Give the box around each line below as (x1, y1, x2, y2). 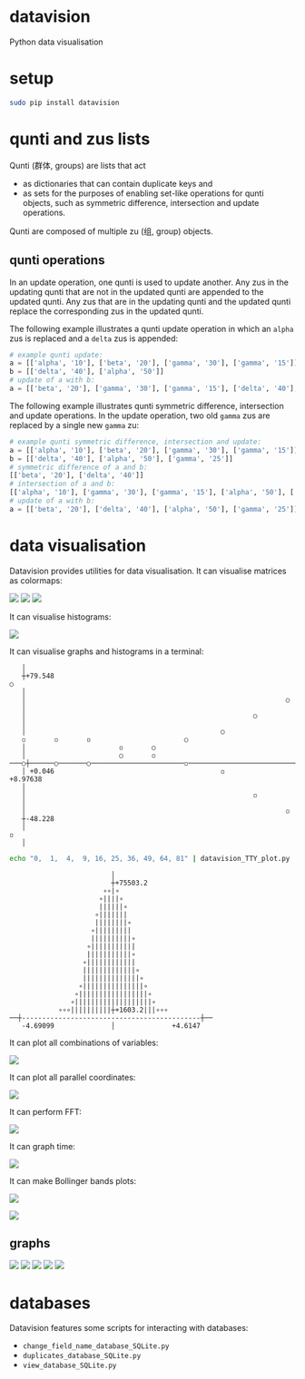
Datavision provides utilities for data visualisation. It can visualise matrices (9, 565, 287, 576)
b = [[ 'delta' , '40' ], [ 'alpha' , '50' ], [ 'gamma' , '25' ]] (9, 454, 233, 464)
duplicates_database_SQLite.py (22, 1352, 142, 1361)
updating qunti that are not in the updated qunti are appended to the (9, 286, 264, 297)
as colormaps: (9, 574, 63, 586)
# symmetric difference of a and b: (9, 463, 148, 472)
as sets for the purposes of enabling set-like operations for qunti (22, 188, 265, 199)
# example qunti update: (9, 350, 103, 359)
